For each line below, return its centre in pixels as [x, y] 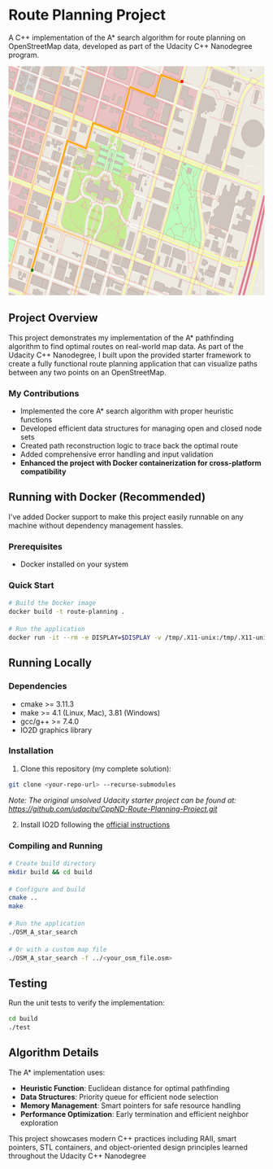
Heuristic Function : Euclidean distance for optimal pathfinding [125, 1088]
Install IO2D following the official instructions [95, 825]
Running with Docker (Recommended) [107, 497]
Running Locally [50, 663]
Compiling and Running [56, 846]
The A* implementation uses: [57, 1072]
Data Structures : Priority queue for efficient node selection [119, 1097]
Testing [28, 983]
